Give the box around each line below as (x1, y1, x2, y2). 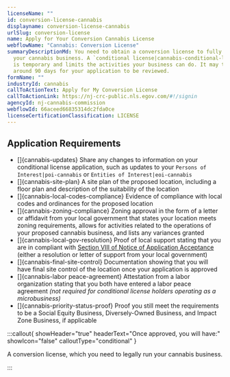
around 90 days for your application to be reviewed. (13, 67, 170, 74)
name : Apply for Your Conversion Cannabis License (7, 36, 155, 43)
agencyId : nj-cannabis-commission (7, 100, 106, 106)
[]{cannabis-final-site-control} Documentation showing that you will (16, 258, 209, 266)
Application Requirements (7, 138, 121, 150)
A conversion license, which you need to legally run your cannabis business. (7, 350, 223, 358)
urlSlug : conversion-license (7, 29, 90, 36)
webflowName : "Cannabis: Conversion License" (7, 42, 139, 49)
